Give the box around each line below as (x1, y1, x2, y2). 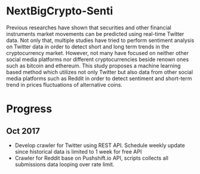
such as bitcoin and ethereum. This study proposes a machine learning (6, 62, 181, 69)
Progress (6, 102, 53, 116)
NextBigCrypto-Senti (6, 4, 113, 18)
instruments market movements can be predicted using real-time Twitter (6, 30, 184, 37)
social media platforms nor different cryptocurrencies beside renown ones (6, 56, 189, 63)
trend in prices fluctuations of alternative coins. (6, 81, 122, 88)
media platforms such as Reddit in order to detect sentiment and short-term (6, 75, 192, 82)
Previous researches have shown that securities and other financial (6, 24, 171, 31)
